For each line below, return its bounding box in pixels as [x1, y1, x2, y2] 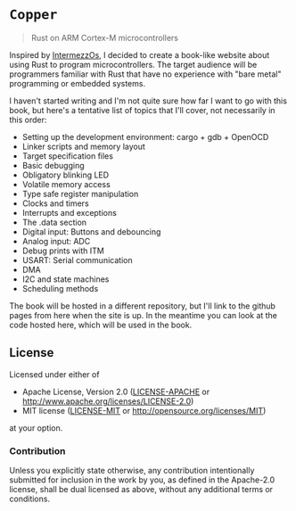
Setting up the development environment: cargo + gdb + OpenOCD [21, 131, 269, 142]
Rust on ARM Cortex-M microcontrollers [30, 32, 178, 43]
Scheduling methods [21, 283, 99, 293]
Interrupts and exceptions [21, 207, 118, 218]
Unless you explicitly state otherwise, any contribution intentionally [9, 466, 255, 476]
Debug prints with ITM [21, 245, 104, 256]
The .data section [21, 217, 87, 227]
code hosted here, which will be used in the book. [9, 319, 193, 330]
